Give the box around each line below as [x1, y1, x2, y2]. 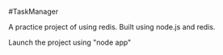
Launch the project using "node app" [8, 37, 132, 47]
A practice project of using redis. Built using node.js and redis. [8, 22, 216, 31]
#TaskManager [8, 7, 59, 16]
